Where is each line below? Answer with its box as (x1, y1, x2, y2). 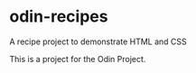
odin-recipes (9, 6, 108, 27)
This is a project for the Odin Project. (9, 53, 146, 64)
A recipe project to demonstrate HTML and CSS (9, 36, 187, 47)
